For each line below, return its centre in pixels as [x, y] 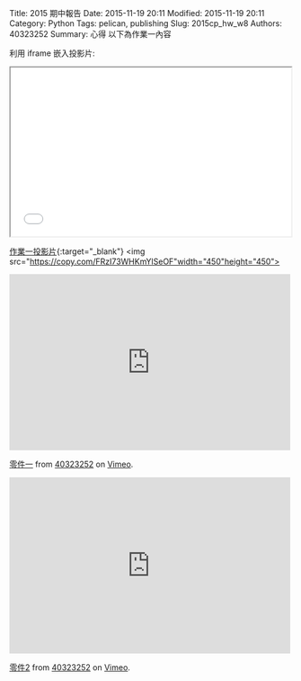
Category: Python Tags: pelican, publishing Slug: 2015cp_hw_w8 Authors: [146, 23]
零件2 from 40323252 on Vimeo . [70, 667]
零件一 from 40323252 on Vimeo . [71, 464]
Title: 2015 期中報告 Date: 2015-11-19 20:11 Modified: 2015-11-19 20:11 [137, 13]
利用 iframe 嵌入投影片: [53, 53]
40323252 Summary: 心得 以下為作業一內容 [90, 34]
